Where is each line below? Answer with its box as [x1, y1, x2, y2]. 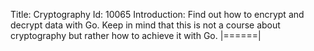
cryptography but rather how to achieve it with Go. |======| [10, 30, 262, 41]
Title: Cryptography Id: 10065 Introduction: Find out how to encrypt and [10, 9, 305, 20]
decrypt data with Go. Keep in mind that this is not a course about [10, 19, 281, 31]
